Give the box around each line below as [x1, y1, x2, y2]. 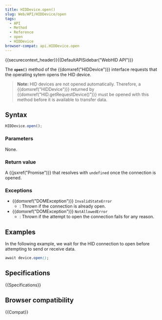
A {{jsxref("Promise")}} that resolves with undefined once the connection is [5, 170, 156, 175]
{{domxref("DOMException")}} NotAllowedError [12, 209, 108, 214]
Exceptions [5, 187, 33, 193]
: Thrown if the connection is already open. [19, 203, 106, 209]
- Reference [9, 30, 34, 35]
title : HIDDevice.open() [5, 7, 56, 12]
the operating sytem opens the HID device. [5, 71, 92, 77]
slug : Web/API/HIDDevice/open [5, 12, 67, 17]
